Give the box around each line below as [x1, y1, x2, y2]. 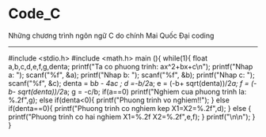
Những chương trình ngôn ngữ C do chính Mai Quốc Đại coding [8, 31, 215, 40]
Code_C [8, 5, 61, 23]
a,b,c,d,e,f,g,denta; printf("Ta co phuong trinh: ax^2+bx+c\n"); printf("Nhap [8, 61, 253, 71]
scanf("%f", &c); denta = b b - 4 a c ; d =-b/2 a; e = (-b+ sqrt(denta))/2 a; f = [8, 78, 249, 87]
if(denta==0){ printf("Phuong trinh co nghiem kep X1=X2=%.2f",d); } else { [8, 103, 252, 113]
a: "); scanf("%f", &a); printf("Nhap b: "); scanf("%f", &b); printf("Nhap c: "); [8, 70, 255, 80]
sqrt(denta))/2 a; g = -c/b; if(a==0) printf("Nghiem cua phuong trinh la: [17, 87, 247, 96]
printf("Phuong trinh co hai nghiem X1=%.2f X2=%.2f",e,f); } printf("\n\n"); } [8, 112, 256, 121]
